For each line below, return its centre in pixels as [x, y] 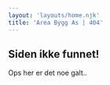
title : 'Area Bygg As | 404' [56, 23]
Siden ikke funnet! [54, 54]
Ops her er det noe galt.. [48, 73]
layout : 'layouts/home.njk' [54, 15]
